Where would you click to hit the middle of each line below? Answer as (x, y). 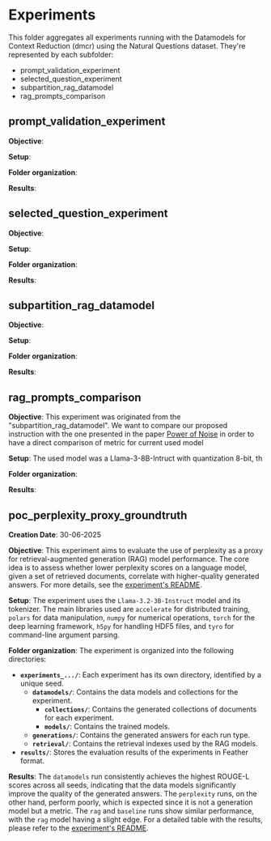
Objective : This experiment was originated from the (95, 417)
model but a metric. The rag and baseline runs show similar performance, (131, 811)
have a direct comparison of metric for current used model (106, 443)
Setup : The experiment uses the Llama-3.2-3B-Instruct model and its (125, 600)
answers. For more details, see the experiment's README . (105, 585)
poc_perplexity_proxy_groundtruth (98, 515)
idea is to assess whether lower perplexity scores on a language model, (128, 567)
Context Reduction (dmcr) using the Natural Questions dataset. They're (127, 45)
